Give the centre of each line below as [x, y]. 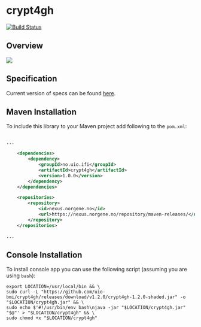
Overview [25, 46]
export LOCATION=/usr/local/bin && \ [53, 287]
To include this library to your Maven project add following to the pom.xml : [97, 126]
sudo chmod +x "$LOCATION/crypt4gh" [52, 318]
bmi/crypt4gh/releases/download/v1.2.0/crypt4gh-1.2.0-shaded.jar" [92, 297]
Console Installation [44, 255]
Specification [32, 79]
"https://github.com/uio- [73, 292]
